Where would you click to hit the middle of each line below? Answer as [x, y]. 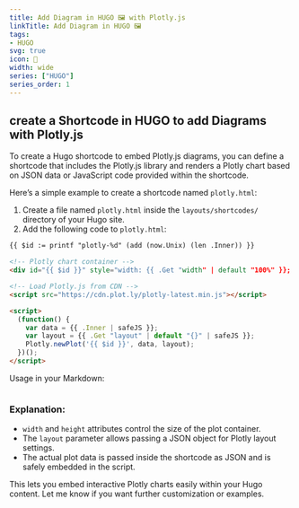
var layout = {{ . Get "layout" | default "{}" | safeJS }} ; [140, 336]
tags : [19, 34]
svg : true [28, 51]
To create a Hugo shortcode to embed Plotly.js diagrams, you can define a [147, 156]
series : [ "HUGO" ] [42, 76]
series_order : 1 [40, 84]
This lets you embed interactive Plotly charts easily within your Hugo [136, 485]
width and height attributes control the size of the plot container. [141, 429]
